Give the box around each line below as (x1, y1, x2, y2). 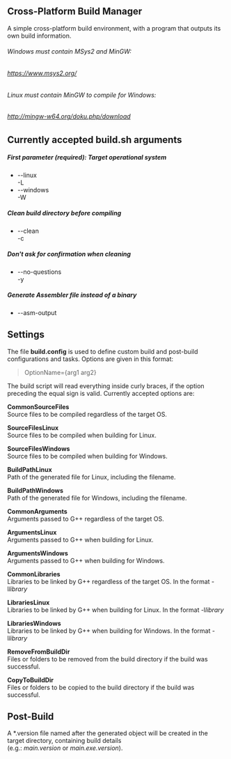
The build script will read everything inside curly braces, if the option (7, 381, 205, 390)
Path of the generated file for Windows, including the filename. (7, 493, 187, 502)
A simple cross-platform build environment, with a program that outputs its (7, 24, 221, 32)
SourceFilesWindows (7, 444, 70, 452)
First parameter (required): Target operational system (7, 153, 167, 162)
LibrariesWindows (7, 619, 61, 627)
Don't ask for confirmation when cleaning (7, 250, 131, 259)
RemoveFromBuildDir (7, 647, 70, 656)
